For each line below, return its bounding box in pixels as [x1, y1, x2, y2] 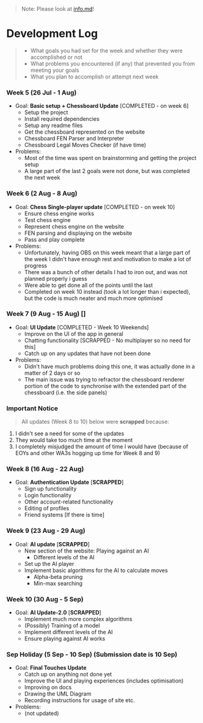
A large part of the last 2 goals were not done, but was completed [24, 167, 190, 175]
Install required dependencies [24, 115, 100, 123]
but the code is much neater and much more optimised [24, 294, 163, 302]
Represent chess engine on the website [24, 223, 124, 230]
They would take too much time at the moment [15, 437, 133, 444]
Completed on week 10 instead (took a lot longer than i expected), [24, 288, 191, 295]
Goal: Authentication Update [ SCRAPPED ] [15, 478, 124, 486]
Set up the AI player [24, 560, 75, 567]
